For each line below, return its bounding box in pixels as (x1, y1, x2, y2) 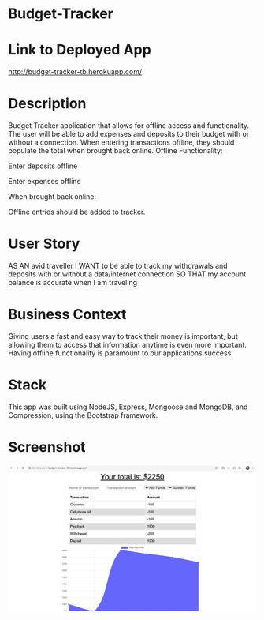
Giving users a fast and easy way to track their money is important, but (8, 331, 238, 340)
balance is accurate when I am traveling (8, 278, 138, 287)
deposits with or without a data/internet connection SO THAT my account (8, 269, 247, 279)
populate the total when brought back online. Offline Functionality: (8, 146, 223, 156)
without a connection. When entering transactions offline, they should (8, 137, 235, 147)
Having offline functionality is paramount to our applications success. (8, 348, 234, 358)
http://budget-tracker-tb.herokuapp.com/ (8, 67, 143, 77)
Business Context (8, 306, 127, 324)
